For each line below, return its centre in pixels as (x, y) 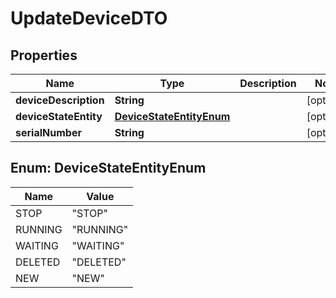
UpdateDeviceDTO (89, 18)
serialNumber (48, 132)
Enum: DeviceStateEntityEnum (108, 168)
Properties (44, 55)
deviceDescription (60, 100)
